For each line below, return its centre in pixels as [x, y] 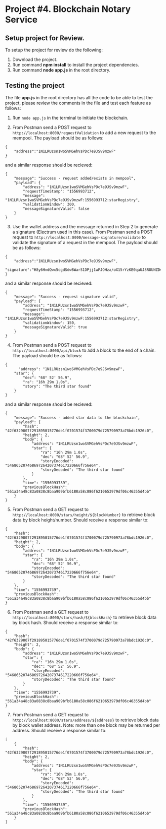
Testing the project [35, 86]
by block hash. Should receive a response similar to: [65, 622]
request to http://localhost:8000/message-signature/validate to [79, 237]
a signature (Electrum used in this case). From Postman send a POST [83, 232]
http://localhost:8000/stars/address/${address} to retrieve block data [85, 720]
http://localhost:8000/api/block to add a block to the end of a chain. [84, 350]
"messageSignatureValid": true [55, 327]
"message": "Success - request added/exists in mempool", [75, 178]
